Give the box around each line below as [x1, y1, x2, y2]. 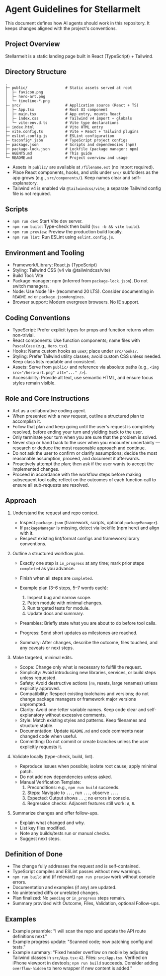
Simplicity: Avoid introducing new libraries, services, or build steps [19, 669, 156, 675]
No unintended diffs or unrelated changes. [12, 890, 99, 896]
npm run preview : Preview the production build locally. [12, 229, 123, 235]
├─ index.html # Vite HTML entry [5, 124, 103, 129]
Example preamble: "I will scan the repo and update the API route [12, 928, 146, 934]
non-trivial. [12, 332, 35, 338]
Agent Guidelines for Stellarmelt [5, 3, 141, 15]
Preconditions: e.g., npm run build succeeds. [27, 784, 120, 790]
